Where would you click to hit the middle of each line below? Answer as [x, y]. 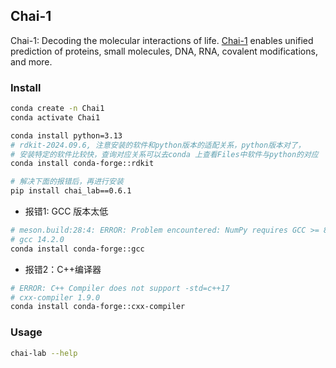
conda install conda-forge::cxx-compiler [98, 307]
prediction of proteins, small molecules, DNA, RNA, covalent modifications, [164, 51]
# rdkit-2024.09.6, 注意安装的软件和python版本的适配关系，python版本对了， [158, 145]
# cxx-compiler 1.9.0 [55, 297]
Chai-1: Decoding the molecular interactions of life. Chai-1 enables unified [162, 40]
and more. [31, 61]
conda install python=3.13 [66, 135]
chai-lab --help [44, 353]
